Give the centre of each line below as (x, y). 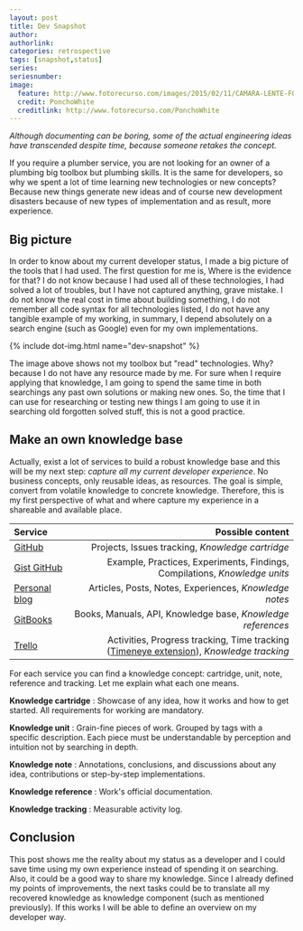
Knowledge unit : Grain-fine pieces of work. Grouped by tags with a (136, 728)
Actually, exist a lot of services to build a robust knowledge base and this (145, 461)
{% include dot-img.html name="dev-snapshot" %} (105, 346)
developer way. (38, 917)
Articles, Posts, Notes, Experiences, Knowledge (189, 588)
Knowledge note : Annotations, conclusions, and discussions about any (143, 764)
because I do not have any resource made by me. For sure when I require (145, 373)
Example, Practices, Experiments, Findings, (198, 561)
